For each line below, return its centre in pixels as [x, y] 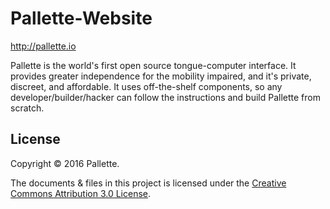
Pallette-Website [81, 18]
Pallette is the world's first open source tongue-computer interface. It [153, 65]
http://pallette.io [43, 46]
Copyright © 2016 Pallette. [65, 163]
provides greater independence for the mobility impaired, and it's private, [161, 76]
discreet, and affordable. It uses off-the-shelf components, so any [146, 86]
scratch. [27, 108]
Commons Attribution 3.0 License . [81, 193]
